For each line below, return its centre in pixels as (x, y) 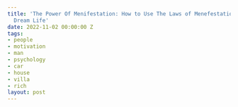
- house (19, 73)
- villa (19, 79)
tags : (15, 33)
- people (20, 40)
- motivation (27, 46)
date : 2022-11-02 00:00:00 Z (50, 27)
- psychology (27, 60)
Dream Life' (32, 20)
